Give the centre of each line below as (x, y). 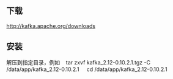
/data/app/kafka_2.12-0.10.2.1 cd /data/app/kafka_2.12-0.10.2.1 (87, 69)
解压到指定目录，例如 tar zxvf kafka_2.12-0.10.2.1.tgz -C (79, 62)
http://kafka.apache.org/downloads (51, 26)
